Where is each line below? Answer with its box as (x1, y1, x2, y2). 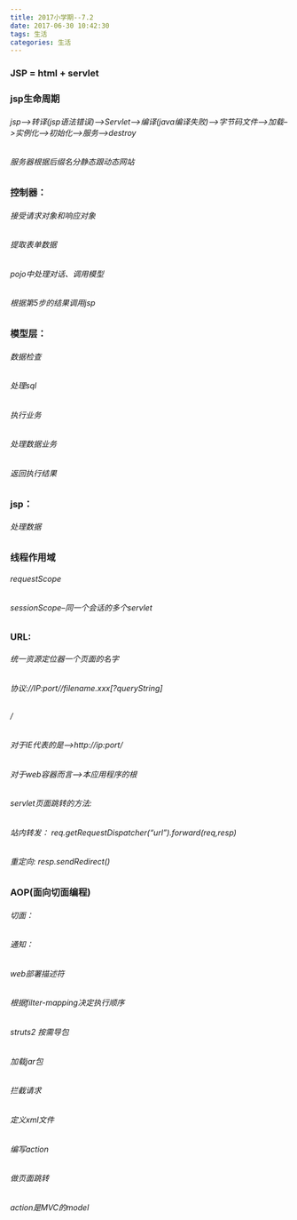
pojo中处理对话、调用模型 (10, 268, 105, 279)
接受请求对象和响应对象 (10, 210, 96, 220)
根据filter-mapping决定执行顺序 (10, 997, 125, 1009)
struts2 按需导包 (10, 1027, 69, 1038)
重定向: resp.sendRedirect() (10, 857, 111, 867)
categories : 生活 (10, 37, 72, 47)
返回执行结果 (10, 467, 57, 478)
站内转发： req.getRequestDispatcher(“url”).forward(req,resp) (10, 827, 238, 838)
